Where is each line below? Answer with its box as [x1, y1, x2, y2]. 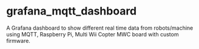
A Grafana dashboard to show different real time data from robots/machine [6, 24, 194, 31]
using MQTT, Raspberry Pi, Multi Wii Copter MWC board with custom [6, 30, 179, 38]
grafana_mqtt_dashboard [6, 4, 137, 18]
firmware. [6, 37, 30, 44]
